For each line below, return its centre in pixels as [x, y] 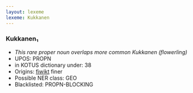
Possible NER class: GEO [46, 78]
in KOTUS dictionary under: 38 [53, 65]
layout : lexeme [25, 12]
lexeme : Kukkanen [28, 18]
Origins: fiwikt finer [38, 71]
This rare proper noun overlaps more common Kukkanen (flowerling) [101, 52]
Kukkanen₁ [22, 39]
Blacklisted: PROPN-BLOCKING [54, 84]
